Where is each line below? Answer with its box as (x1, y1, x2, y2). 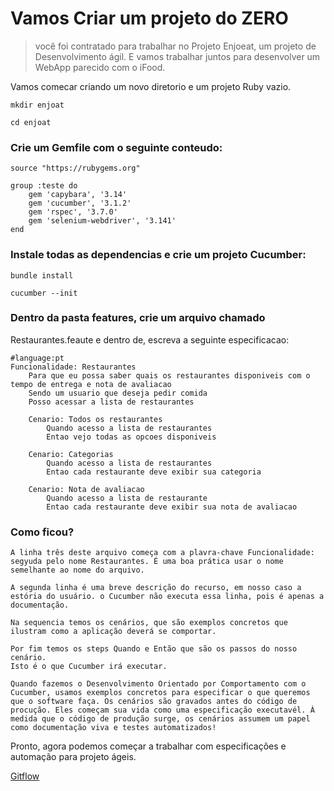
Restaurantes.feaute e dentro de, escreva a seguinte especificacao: (10, 333, 290, 346)
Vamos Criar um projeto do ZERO (10, 7, 289, 30)
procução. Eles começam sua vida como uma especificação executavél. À (10, 705, 315, 716)
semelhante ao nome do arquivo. (10, 565, 145, 576)
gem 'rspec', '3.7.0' (28, 207, 118, 217)
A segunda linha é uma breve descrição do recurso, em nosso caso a (10, 583, 302, 593)
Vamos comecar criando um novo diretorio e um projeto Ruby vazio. (10, 80, 292, 92)
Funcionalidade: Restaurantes (10, 362, 137, 372)
